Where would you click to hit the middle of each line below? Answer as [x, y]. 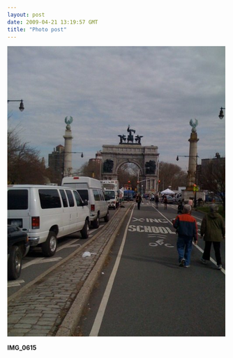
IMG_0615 [22, 348]
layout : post [26, 15]
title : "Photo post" [37, 29]
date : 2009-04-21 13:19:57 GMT [53, 22]
